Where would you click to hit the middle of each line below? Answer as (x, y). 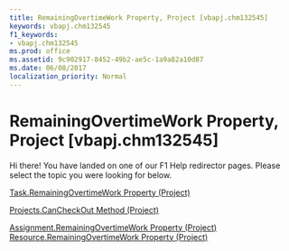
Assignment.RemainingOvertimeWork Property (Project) (113, 228)
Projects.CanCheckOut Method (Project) (84, 209)
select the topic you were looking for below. (91, 175)
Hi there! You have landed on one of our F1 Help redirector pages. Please (145, 165)
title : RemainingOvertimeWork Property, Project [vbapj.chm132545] (139, 18)
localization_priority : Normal (68, 77)
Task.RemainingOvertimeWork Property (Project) (100, 192)
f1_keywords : (34, 34)
